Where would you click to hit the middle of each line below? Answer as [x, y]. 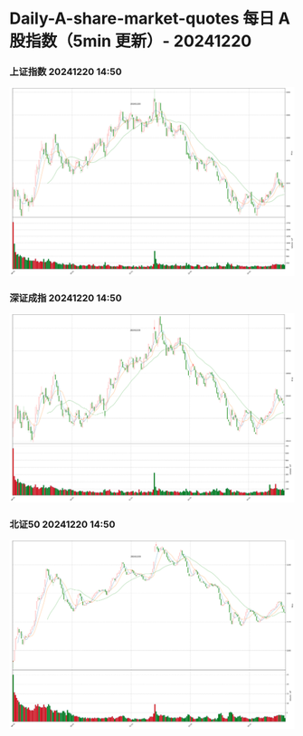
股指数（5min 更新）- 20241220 [131, 41]
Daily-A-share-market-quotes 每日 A [150, 19]
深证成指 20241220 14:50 [66, 298]
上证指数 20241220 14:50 [66, 72]
